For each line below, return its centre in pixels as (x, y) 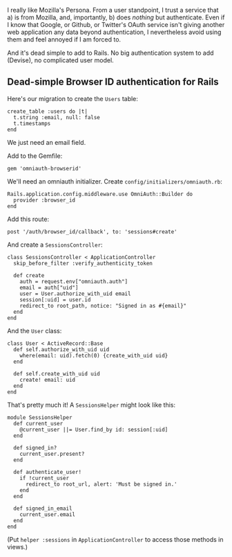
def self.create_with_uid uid (57, 373)
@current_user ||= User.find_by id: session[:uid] (94, 430)
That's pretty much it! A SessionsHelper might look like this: (91, 405)
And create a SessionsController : (55, 245)
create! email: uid (48, 380)
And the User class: (35, 330)
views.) (18, 547)
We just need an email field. (47, 142)
